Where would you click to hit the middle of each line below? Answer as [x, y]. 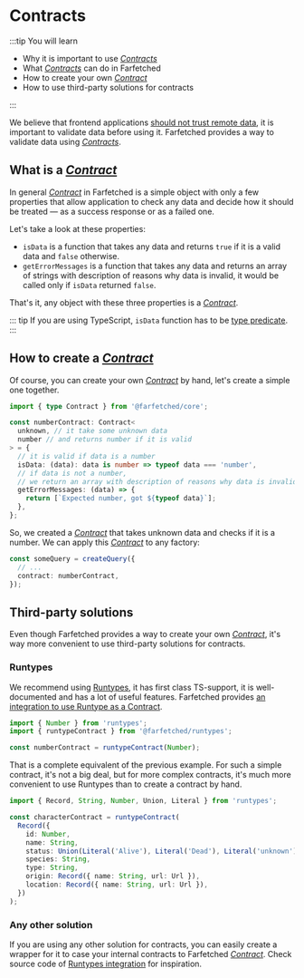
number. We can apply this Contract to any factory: [105, 542]
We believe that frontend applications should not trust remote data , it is [142, 122]
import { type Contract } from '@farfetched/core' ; [109, 406]
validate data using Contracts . [66, 141]
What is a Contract [63, 170]
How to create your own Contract [85, 77]
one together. [34, 390]
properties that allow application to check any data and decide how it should [152, 201]
